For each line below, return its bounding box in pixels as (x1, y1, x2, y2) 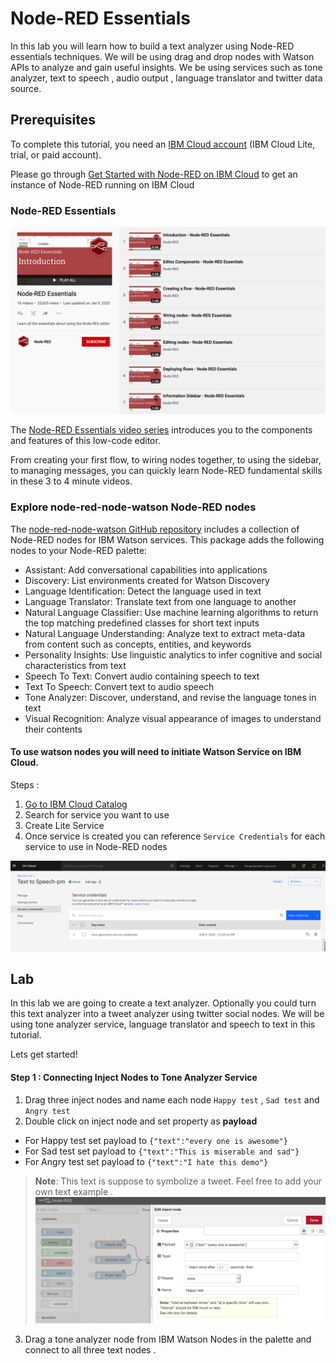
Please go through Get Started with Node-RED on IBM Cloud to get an (10, 168, 298, 180)
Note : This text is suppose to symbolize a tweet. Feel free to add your (34, 1175, 322, 1187)
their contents (24, 723, 83, 735)
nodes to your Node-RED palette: (10, 544, 147, 556)
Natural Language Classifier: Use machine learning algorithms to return (24, 606, 319, 618)
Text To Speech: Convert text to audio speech (24, 680, 215, 692)
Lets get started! (10, 1048, 78, 1061)
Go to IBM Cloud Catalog (24, 798, 128, 810)
